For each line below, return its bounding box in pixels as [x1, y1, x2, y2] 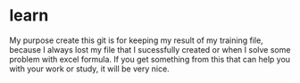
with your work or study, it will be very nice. [9, 63, 170, 74]
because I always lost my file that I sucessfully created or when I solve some [9, 44, 291, 54]
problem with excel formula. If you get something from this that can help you [9, 54, 291, 64]
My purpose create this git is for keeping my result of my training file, [9, 35, 263, 46]
